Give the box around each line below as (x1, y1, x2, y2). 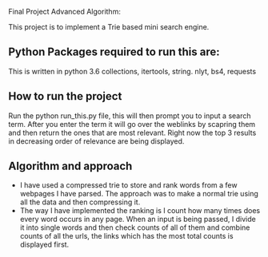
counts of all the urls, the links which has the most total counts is (19, 231, 234, 241)
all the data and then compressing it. (19, 197, 141, 207)
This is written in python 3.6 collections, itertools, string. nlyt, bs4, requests (8, 66, 257, 76)
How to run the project (8, 89, 122, 103)
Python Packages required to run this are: (8, 45, 220, 59)
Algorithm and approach (8, 160, 133, 173)
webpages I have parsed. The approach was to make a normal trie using (19, 189, 258, 199)
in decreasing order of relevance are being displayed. (8, 136, 185, 146)
